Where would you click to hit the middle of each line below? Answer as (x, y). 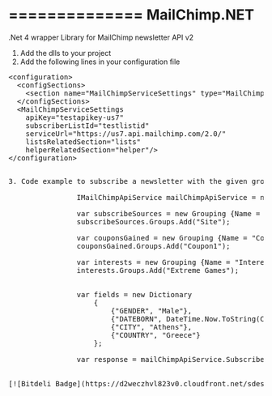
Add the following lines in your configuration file (100, 62)
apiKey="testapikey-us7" (74, 117)
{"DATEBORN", (136, 319)
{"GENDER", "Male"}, (151, 311)
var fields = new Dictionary (134, 294)
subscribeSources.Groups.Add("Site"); (153, 221)
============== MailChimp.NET (132, 15)
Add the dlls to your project (66, 53)
